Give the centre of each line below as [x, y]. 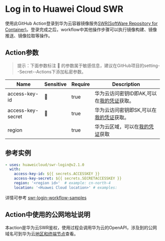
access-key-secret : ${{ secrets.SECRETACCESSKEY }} [68, 178]
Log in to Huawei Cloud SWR [64, 9]
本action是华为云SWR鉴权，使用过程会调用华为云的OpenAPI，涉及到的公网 [81, 227]
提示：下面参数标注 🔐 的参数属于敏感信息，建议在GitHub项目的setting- [88, 66]
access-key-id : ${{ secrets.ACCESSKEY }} [57, 174]
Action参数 [22, 53]
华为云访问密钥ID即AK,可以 [126, 93]
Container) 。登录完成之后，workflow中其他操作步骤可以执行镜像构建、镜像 [81, 29]
